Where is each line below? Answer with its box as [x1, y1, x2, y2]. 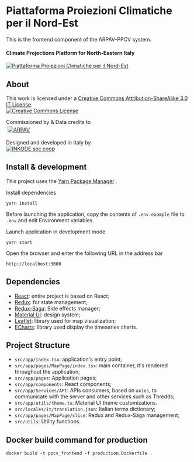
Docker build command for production [6, 435, 148, 445]
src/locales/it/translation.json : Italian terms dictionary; [14, 405, 156, 413]
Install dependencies [6, 189, 57, 196]
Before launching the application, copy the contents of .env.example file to [6, 211, 185, 218]
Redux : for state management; [14, 298, 88, 305]
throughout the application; [14, 368, 81, 375]
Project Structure [6, 340, 70, 350]
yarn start [6, 239, 33, 245]
